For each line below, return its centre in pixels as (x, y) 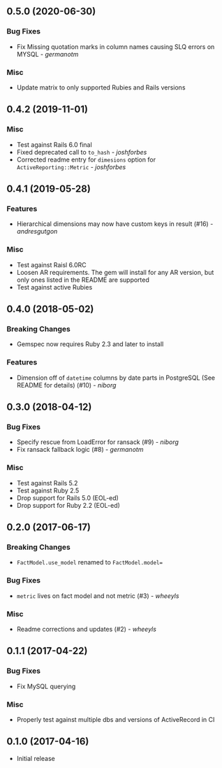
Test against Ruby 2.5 (48, 490)
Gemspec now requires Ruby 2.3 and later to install (90, 344)
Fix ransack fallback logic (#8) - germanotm (80, 450)
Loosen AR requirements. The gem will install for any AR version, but (115, 272)
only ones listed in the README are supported (83, 280)
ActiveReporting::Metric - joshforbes (71, 166)
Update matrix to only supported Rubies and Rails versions (101, 87)
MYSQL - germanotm (47, 54)
